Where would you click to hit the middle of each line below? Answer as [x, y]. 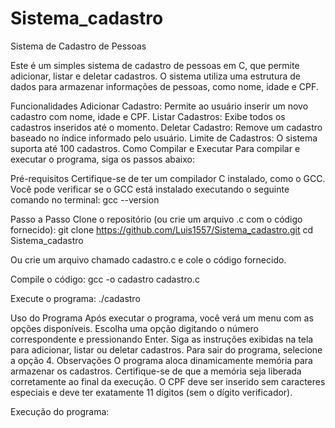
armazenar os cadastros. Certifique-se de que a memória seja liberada [156, 371]
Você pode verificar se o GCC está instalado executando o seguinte [150, 189]
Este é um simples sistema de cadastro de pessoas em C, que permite [155, 65]
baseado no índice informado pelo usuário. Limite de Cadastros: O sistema [164, 138]
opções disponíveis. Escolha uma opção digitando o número [135, 328]
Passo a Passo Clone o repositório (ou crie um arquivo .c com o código [156, 219]
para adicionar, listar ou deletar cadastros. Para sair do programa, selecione [166, 349]
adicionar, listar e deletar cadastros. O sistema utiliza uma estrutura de [156, 76]
